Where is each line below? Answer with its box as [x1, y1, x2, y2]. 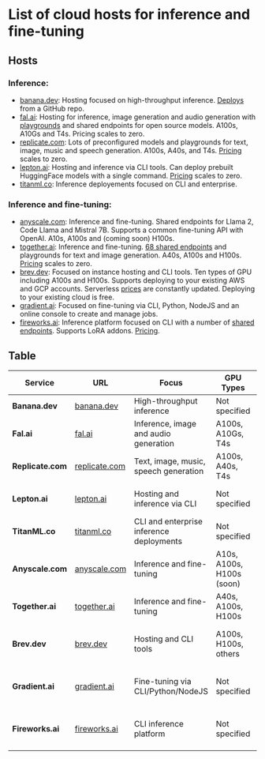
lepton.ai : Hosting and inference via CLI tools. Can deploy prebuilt [19, 162, 234, 171]
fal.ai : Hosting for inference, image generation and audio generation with [19, 112, 256, 122]
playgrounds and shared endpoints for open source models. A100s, [19, 120, 238, 130]
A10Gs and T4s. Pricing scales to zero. [19, 129, 145, 138]
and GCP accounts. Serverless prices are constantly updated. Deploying [19, 284, 256, 294]
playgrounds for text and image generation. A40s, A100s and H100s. [19, 250, 242, 260]
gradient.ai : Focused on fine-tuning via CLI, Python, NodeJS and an [19, 301, 240, 310]
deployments [133, 535, 183, 547]
